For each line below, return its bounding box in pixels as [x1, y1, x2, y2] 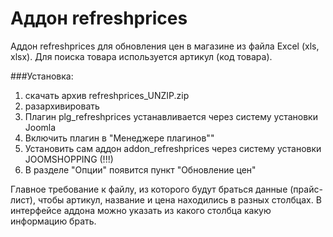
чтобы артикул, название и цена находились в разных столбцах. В [37, 193, 322, 206]
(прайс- [289, 183, 323, 195]
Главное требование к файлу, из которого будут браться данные [10, 183, 288, 195]
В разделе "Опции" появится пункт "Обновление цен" [24, 163, 257, 176]
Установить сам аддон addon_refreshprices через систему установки [24, 142, 322, 154]
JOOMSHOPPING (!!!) [24, 153, 114, 165]
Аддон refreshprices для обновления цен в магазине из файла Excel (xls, [10, 40, 320, 52]
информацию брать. [10, 215, 97, 227]
